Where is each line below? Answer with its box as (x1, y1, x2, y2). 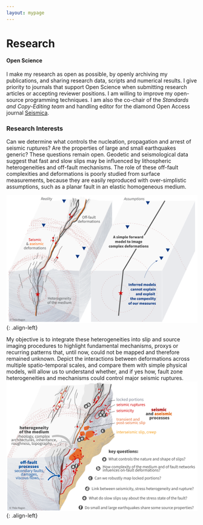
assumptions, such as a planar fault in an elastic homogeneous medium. (6, 183, 187, 190)
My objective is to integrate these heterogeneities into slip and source (6, 336, 181, 343)
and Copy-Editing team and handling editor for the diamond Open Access (6, 103, 190, 110)
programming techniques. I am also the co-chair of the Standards (25, 96, 189, 104)
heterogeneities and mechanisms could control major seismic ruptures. (6, 375, 184, 382)
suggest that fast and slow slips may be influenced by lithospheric (6, 158, 171, 165)
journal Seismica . (6, 109, 50, 116)
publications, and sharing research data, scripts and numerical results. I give (6, 77, 197, 84)
